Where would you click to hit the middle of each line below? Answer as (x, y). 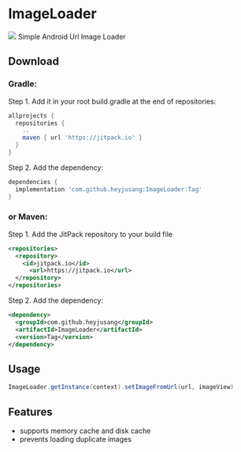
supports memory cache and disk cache (85, 431)
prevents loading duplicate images (76, 439)
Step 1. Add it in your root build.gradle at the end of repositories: (112, 101)
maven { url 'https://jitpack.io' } (83, 138)
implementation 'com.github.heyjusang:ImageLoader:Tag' (109, 189)
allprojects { (32, 115)
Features (30, 412)
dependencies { (33, 182)
